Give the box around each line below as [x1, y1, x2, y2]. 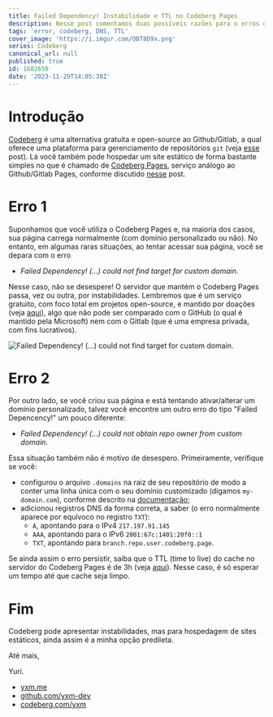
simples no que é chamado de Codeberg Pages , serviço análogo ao [8, 160, 236, 170]
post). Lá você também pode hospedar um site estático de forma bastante [8, 151, 258, 161]
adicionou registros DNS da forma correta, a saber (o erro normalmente [19, 503, 260, 513]
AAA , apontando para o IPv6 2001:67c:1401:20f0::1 [32, 529, 203, 539]
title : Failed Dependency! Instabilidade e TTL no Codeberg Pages [8, 11, 238, 20]
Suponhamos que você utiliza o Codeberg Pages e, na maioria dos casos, [8, 224, 256, 234]
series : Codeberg [8, 42, 67, 50]
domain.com [19, 497, 58, 505]
